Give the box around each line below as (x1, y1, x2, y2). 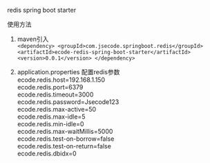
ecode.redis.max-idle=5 (17, 112, 86, 121)
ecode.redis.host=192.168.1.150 (17, 76, 106, 84)
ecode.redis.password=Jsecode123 (17, 98, 120, 106)
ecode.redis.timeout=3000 (17, 90, 94, 98)
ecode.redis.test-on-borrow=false (17, 135, 115, 143)
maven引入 (17, 35, 49, 43)
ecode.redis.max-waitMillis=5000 (17, 128, 113, 135)
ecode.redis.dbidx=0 (17, 149, 77, 157)
